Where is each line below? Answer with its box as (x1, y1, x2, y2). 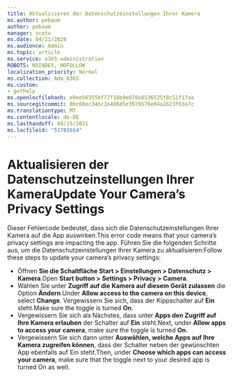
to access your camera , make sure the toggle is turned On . (17, 326, 188, 335)
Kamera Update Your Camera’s (7, 186, 186, 202)
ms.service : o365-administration (7, 56, 104, 63)
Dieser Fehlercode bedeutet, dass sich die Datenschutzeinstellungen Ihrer (7, 224, 219, 232)
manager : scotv (7, 29, 51, 37)
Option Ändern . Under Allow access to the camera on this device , (17, 289, 208, 298)
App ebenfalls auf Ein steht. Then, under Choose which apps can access (17, 348, 227, 357)
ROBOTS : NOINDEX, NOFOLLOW (7, 62, 86, 69)
